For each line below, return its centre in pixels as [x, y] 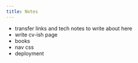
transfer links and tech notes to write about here [73, 28]
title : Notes [22, 11]
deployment [29, 53]
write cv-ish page [36, 34]
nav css [24, 47]
